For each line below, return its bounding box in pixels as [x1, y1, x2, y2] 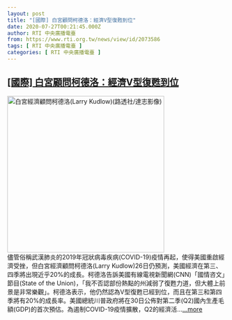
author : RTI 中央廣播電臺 [7, 29, 77, 37]
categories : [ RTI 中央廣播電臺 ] [7, 49, 101, 56]
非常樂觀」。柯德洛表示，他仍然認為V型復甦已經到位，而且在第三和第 [19, 287, 216, 296]
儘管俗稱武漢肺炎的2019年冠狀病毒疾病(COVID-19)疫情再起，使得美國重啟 [7, 253, 219, 261]
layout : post [7, 10, 45, 17]
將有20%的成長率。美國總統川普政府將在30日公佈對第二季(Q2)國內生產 [13, 296, 219, 305]
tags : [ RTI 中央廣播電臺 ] [7, 42, 82, 49]
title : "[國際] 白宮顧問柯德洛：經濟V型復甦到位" [7, 17, 137, 24]
